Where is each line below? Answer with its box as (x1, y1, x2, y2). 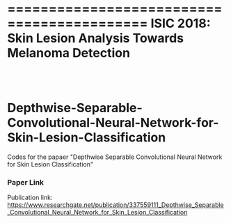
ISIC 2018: (150, 15, 211, 31)
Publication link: (7, 193, 53, 202)
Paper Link (7, 177, 44, 187)
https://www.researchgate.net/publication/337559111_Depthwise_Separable (7, 201, 224, 209)
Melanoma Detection (7, 45, 131, 61)
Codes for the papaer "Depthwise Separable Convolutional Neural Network (7, 153, 223, 161)
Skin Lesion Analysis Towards (7, 31, 184, 46)
